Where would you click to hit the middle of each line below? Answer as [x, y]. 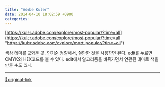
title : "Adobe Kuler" [27, 10]
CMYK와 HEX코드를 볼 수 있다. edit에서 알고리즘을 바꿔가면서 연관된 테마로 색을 [82, 59]
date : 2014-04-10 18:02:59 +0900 [39, 14]
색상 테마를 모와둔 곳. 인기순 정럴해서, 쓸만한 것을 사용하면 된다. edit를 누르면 [79, 53]
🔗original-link [19, 80]
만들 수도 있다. [19, 65]
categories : [17, 19]
